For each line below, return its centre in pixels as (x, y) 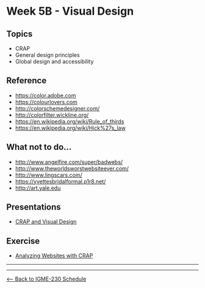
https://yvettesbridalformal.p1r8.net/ (60, 181)
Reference (27, 81)
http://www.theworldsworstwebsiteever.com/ (72, 168)
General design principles (48, 55)
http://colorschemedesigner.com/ (57, 108)
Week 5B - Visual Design (70, 11)
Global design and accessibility (54, 61)
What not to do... (39, 147)
